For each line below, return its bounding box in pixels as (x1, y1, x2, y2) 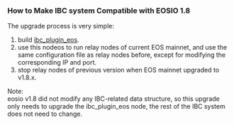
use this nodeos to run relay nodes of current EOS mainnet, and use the (17, 43, 228, 52)
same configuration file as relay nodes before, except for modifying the (17, 50, 225, 59)
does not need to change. (7, 109, 83, 119)
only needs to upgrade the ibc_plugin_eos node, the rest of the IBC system (7, 102, 225, 111)
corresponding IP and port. (17, 58, 97, 67)
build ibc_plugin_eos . (17, 36, 79, 44)
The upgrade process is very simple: (7, 22, 115, 31)
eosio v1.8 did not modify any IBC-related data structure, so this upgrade (7, 94, 220, 103)
